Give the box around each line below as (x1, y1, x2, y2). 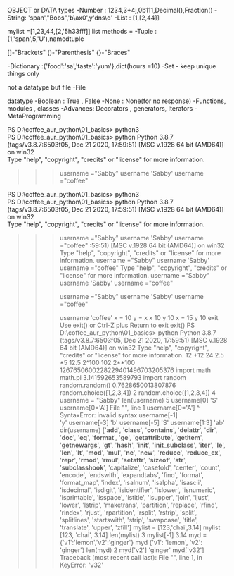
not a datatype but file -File (7, 83, 86, 91)
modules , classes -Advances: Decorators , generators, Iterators (7, 104, 193, 112)
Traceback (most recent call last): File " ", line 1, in (59, 553, 202, 561)
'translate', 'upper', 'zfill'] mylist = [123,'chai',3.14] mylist (59, 523, 221, 532)
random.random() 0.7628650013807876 (59, 381, 176, 389)
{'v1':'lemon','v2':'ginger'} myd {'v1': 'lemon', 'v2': (59, 539, 202, 546)
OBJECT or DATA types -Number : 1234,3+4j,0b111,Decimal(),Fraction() (7, 6, 213, 14)
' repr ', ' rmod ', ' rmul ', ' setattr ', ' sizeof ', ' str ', (59, 456, 187, 464)
